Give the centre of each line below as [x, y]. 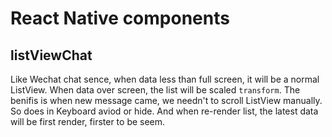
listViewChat [51, 55]
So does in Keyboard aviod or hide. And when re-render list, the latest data [164, 111]
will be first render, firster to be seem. [88, 121]
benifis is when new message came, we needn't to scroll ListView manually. [166, 100]
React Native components [120, 18]
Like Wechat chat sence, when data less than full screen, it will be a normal [165, 79]
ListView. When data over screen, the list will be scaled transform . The [155, 90]
